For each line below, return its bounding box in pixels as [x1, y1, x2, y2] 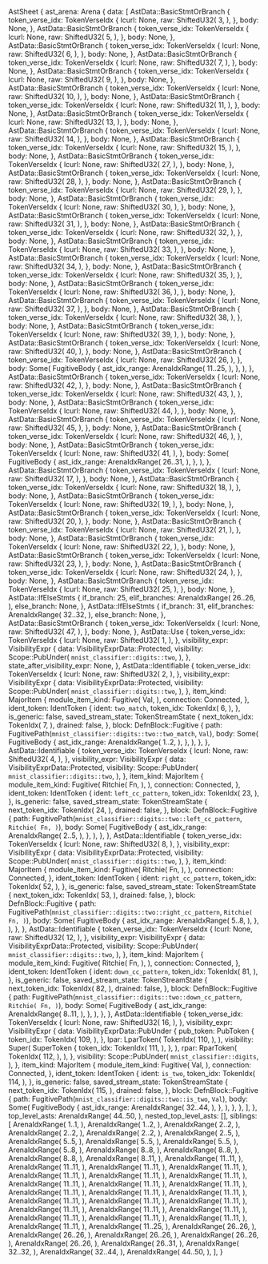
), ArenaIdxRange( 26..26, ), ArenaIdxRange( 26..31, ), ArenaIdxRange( [8, 1238, 240, 1248]
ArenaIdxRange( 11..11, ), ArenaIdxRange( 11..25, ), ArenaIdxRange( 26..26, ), [8, 1222, 257, 1230]
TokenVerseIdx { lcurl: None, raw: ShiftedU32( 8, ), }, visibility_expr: [8, 839, 230, 848]
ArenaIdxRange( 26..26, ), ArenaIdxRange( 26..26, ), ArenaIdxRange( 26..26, [8, 1230, 259, 1239]
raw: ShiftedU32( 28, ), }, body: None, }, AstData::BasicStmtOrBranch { [8, 177, 242, 186]
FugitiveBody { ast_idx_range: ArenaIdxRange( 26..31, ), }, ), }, [8, 457, 212, 466]
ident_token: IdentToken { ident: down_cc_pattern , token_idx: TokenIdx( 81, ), [8, 967, 258, 976]
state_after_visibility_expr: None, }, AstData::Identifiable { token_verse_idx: [8, 661, 251, 670]
